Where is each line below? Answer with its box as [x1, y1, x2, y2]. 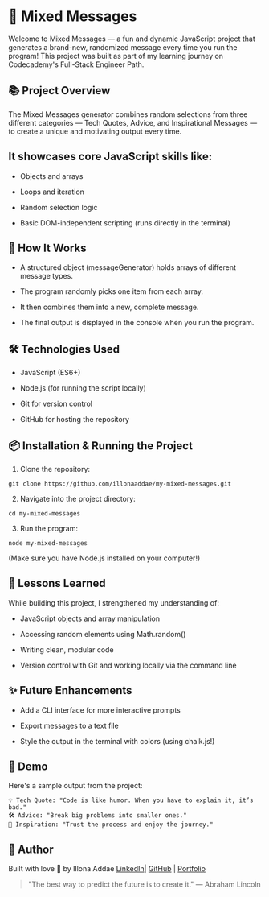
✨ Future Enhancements [8, 684, 132, 697]
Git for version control [19, 399, 93, 409]
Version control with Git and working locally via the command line [19, 660, 237, 670]
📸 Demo [8, 760, 48, 774]
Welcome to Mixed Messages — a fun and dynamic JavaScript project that [8, 34, 255, 43]
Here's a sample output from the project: [8, 781, 143, 791]
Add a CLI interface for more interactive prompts [19, 705, 181, 715]
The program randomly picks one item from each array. [19, 287, 203, 296]
